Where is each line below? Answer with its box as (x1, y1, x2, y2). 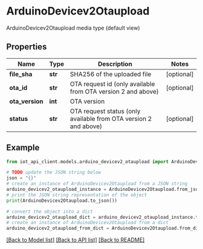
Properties (6, 42, 47, 52)
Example (6, 143, 40, 153)
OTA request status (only (69, 107, 141, 115)
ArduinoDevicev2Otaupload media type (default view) (6, 24, 140, 31)
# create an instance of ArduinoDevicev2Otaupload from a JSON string (6, 181, 188, 187)
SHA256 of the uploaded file (69, 70, 152, 78)
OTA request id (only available (69, 80, 155, 88)
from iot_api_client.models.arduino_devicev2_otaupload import (6, 158, 169, 164)
